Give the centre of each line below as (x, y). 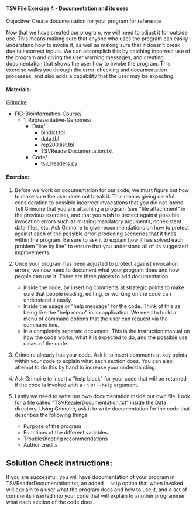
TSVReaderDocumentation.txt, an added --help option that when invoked (94, 484)
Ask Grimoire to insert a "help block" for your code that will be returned (100, 378)
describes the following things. (51, 415)
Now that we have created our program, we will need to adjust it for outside (97, 33)
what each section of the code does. (50, 502)
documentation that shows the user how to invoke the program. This (88, 64)
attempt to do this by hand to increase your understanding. (85, 367)
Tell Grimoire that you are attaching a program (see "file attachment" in (100, 208)
